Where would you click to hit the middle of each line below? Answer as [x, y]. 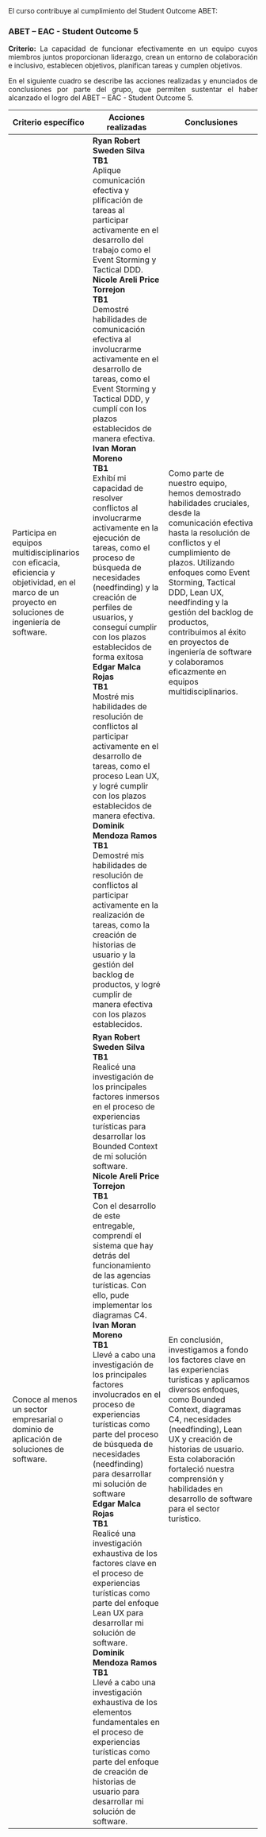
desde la [184, 513]
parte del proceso [125, 1434]
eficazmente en [198, 672]
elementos [112, 1712]
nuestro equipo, [198, 484]
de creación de [120, 1772]
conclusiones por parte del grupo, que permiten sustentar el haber [133, 90]
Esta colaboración [202, 1459]
